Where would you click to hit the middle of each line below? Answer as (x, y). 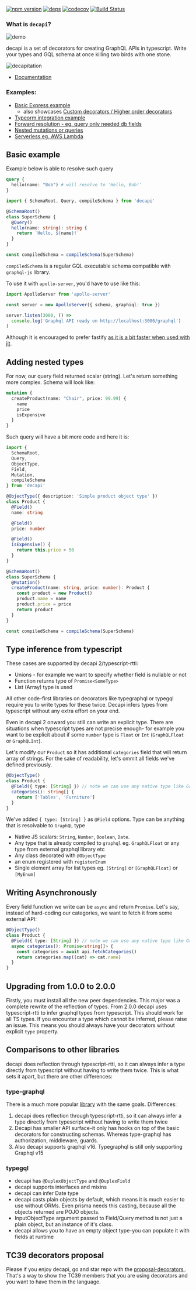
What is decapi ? (29, 24)
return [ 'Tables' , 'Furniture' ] (56, 797)
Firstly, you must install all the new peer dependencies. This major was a (93, 1001)
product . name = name (41, 599)
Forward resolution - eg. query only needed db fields (78, 124)
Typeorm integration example (50, 118)
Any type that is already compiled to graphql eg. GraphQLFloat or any (97, 843)
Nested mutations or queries (49, 130)
